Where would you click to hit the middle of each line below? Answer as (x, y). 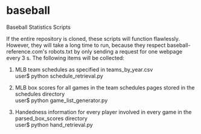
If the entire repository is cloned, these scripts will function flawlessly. (93, 38)
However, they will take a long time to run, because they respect (86, 45)
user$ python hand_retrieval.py (54, 124)
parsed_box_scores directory (51, 118)
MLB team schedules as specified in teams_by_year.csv (84, 69)
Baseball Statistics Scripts (39, 27)
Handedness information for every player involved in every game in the (103, 112)
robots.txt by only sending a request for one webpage (115, 51)
